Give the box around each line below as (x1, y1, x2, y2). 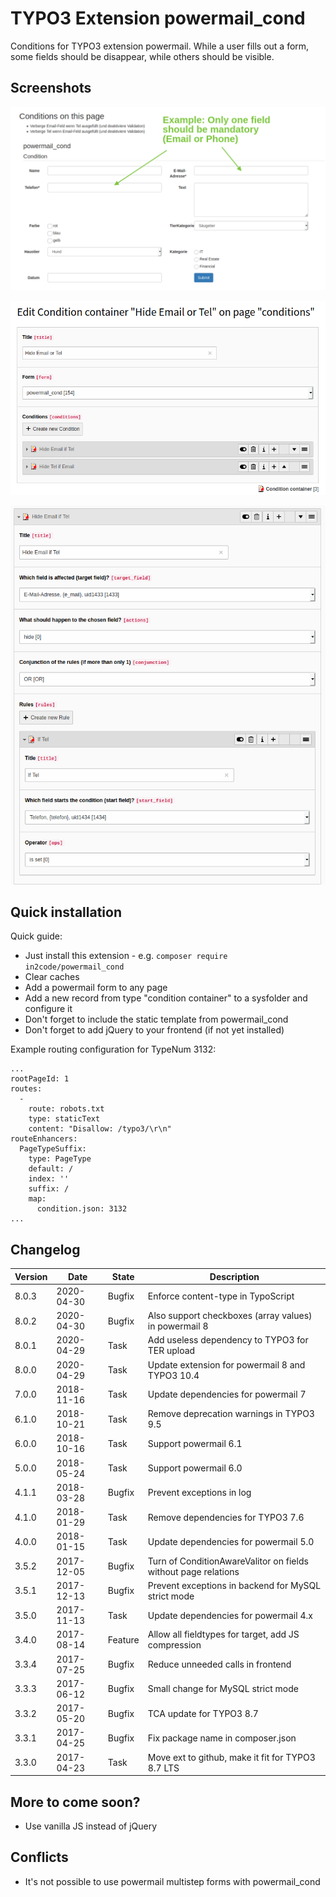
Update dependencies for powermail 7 (147, 1388, 307, 1401)
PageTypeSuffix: (19, 1144, 87, 1154)
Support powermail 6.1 (147, 1437, 243, 1449)
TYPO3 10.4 (147, 1369, 200, 1381)
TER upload (147, 1345, 196, 1357)
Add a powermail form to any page (24, 982, 168, 994)
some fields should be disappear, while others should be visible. (10, 50, 275, 62)
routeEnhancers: (10, 1134, 78, 1144)
